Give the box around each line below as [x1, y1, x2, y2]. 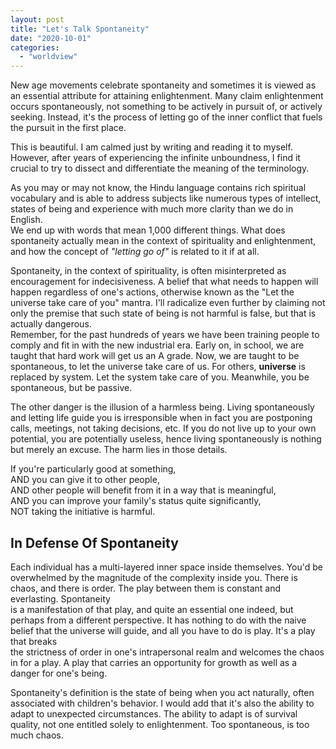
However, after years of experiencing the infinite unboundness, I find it [10, 152, 301, 164]
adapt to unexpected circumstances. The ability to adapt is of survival [10, 707, 298, 720]
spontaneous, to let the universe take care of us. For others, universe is [10, 361, 306, 373]
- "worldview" [19, 52, 78, 62]
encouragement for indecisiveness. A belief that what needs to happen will [10, 276, 319, 288]
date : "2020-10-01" [10, 33, 92, 43]
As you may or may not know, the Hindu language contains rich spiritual [10, 182, 307, 194]
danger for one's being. [10, 667, 108, 679]
